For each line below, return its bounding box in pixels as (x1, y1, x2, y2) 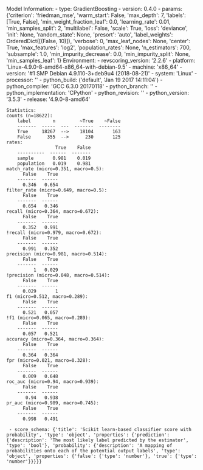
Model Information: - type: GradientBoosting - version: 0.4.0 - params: (6, 5, 183, 12)
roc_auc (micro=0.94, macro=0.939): (6, 379, 99, 385)
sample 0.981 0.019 (17, 155, 91, 161)
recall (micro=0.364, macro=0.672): (6, 209, 99, 215)
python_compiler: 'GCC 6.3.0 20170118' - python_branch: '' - (6, 83, 158, 90)
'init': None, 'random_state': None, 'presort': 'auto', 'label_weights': (6, 31, 173, 38)
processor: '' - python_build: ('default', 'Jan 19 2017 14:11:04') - (6, 76, 163, 83)
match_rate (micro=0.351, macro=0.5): (6, 166, 105, 172)
